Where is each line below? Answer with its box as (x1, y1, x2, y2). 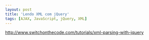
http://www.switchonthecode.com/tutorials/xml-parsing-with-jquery (5, 30, 144, 36)
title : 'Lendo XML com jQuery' (5, 12, 70, 17)
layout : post (5, 7, 32, 12)
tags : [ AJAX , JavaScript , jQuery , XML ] (5, 16, 87, 21)
